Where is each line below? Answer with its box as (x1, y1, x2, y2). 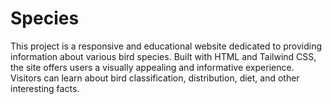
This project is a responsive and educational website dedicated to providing (10, 40, 323, 52)
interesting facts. (10, 82, 80, 94)
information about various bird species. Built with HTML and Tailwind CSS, (10, 50, 317, 62)
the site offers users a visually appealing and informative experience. (10, 61, 295, 73)
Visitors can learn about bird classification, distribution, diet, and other (10, 72, 300, 84)
